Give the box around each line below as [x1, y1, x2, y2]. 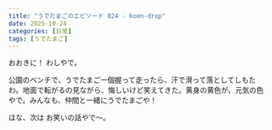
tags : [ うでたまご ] [8, 34, 68, 43]
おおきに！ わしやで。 [8, 58, 82, 67]
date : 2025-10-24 [8, 19, 67, 28]
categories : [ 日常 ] [8, 27, 72, 35]
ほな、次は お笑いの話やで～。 [8, 113, 110, 123]
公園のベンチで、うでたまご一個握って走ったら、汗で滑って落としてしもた [8, 75, 257, 85]
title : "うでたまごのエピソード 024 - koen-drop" [8, 11, 166, 20]
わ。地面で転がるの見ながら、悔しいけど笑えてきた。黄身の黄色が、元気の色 [8, 85, 264, 95]
